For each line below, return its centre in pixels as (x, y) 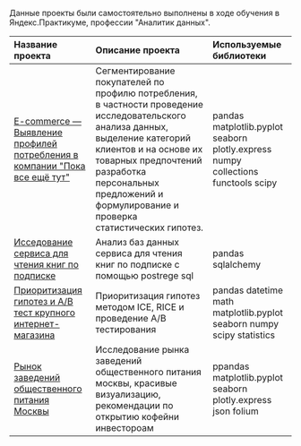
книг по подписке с (138, 265)
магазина (34, 335)
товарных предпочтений (149, 160)
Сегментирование (135, 71)
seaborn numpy (246, 324)
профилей (36, 144)
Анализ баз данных (137, 242)
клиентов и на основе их (149, 149)
